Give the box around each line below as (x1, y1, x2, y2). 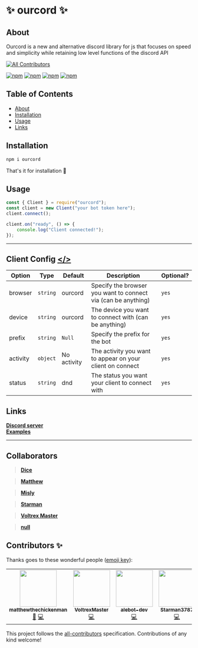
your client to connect (91, 379, 152, 387)
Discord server (6, 422, 44, 429)
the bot (91, 337, 111, 346)
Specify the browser (91, 281, 147, 290)
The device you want (91, 306, 149, 314)
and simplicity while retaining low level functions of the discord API (6, 50, 169, 56)
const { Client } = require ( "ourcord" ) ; (6, 200, 107, 206)
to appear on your (91, 354, 141, 363)
